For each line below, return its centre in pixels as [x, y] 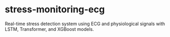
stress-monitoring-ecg [55, 10]
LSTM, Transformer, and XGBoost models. [50, 29]
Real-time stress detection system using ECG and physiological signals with [85, 24]
